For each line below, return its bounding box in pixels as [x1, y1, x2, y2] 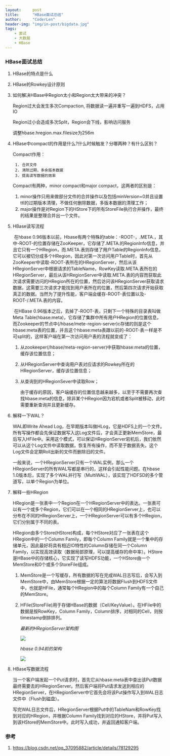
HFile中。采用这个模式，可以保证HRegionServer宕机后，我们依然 [26, 436, 162, 442]
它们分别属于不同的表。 [12, 519, 62, 525]
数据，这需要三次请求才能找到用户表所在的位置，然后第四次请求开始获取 [12, 285, 163, 291]
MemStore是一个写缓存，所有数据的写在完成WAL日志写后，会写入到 [20, 572, 163, 578]
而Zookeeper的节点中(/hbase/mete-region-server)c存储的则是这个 [12, 321, 152, 327]
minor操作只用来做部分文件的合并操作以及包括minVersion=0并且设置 [20, 194, 163, 200]
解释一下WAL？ [12, 412, 45, 419]
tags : [5, 26, 17, 31]
